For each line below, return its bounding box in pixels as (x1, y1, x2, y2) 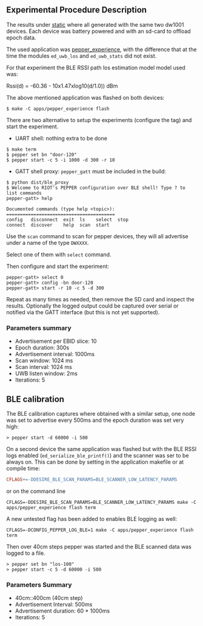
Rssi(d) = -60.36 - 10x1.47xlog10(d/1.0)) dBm (6, 82, 118, 89)
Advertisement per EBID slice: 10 (15, 337, 97, 345)
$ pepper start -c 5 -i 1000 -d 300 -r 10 (6, 157, 115, 163)
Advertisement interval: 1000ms (15, 351, 95, 358)
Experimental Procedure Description (6, 5, 147, 15)
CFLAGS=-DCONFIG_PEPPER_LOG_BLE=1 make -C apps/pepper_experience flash (6, 527, 194, 533)
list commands (6, 190, 42, 196)
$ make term (6, 146, 36, 153)
